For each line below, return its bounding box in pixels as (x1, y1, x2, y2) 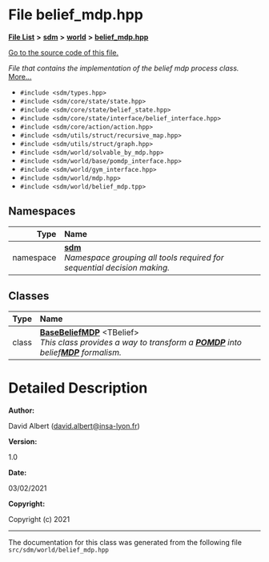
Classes (8, 289, 50, 303)
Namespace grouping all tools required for (63, 251, 224, 263)
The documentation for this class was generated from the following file (8, 537, 243, 547)
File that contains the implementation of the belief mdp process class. (8, 63, 239, 73)
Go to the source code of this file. (8, 47, 119, 57)
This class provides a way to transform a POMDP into (39, 336, 243, 348)
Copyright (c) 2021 (8, 514, 70, 523)
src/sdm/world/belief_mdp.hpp (8, 546, 110, 554)
